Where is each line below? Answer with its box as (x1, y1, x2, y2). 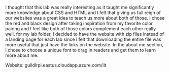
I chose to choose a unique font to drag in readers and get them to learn (5, 47, 156, 53)
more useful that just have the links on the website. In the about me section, (5, 42, 163, 47)
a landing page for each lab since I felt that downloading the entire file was (5, 36, 161, 42)
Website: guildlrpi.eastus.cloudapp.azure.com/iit (5, 62, 107, 68)
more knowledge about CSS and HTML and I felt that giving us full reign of (5, 10, 161, 16)
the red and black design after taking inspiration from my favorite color (5, 20, 153, 26)
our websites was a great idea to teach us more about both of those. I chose (5, 15, 165, 21)
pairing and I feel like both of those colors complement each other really (5, 26, 156, 32)
